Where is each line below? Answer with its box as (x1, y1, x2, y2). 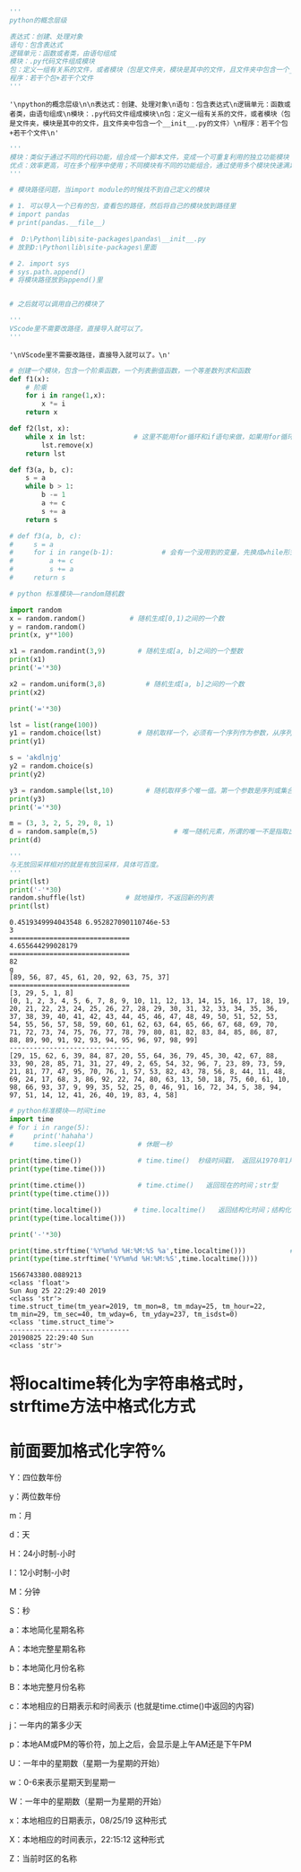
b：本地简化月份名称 (9, 1663, 85, 1674)
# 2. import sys (9, 259, 70, 268)
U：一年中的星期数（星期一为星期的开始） (9, 1758, 165, 1769)
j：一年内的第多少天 (9, 1720, 82, 1730)
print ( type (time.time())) (9, 1165, 106, 1174)
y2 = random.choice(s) (9, 762, 94, 771)
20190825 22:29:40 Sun (9, 1334, 94, 1343)
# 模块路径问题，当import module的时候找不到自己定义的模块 (9, 186, 211, 195)
